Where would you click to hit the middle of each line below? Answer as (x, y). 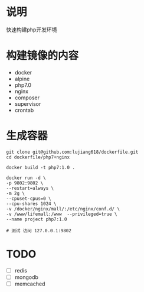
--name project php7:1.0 (37, 219)
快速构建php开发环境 (32, 30)
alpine (22, 79)
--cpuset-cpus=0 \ (29, 199)
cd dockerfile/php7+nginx (38, 157)
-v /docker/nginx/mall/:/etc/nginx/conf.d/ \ (63, 209)
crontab (24, 110)
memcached (30, 284)
